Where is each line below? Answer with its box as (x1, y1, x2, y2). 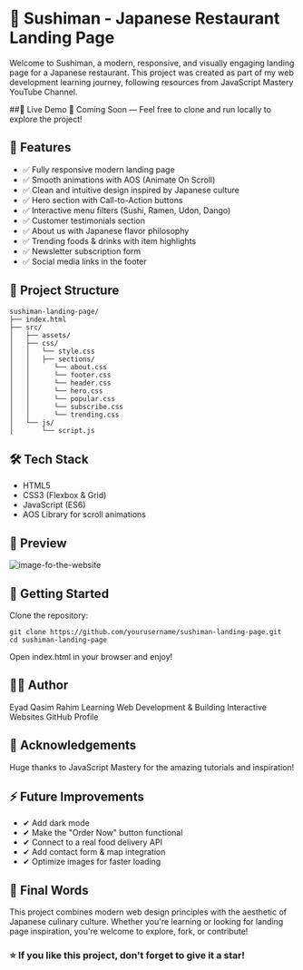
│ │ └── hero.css (9, 386, 103, 396)
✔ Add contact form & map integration (22, 847, 166, 857)
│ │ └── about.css (9, 362, 107, 371)
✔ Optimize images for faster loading (22, 857, 161, 867)
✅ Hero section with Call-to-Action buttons (22, 194, 183, 205)
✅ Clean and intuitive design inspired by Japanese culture (22, 184, 240, 195)
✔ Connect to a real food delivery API (22, 837, 163, 848)
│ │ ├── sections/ (9, 354, 95, 364)
